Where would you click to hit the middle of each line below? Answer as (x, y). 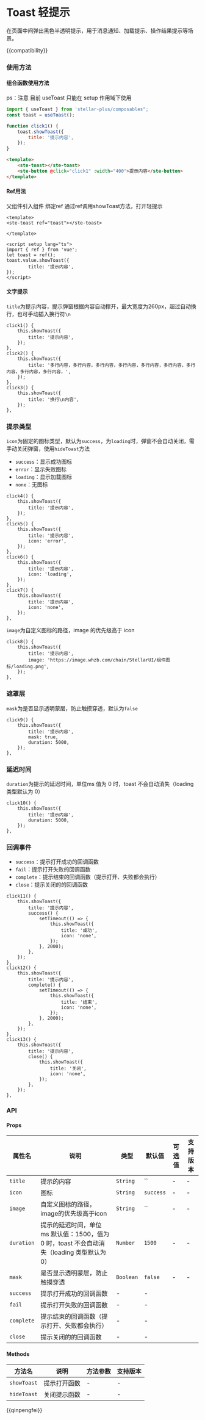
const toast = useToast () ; (41, 115)
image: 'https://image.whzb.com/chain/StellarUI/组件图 (99, 660)
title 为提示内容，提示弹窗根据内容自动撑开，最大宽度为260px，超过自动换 (101, 306)
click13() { (21, 1040)
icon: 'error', (48, 541)
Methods (18, 1354)
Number (125, 1243)
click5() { (20, 524)
